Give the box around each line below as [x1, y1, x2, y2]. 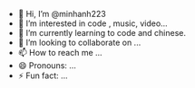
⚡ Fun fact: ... [17, 70, 68, 81]
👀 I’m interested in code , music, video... [17, 18, 168, 29]
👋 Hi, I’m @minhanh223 [17, 9, 106, 19]
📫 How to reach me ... [17, 48, 102, 57]
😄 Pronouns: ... [17, 60, 77, 71]
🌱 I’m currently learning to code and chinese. [17, 28, 186, 38]
